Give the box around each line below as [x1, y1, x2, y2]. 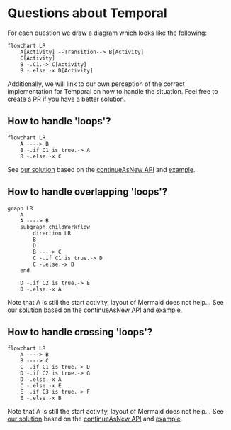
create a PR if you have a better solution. [7, 95, 126, 103]
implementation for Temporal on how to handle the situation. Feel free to [7, 87, 218, 95]
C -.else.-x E [20, 382, 62, 389]
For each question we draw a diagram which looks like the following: [7, 28, 208, 37]
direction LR [33, 230, 72, 237]
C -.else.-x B [33, 261, 74, 268]
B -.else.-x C [20, 153, 62, 160]
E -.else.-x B [20, 394, 62, 402]
